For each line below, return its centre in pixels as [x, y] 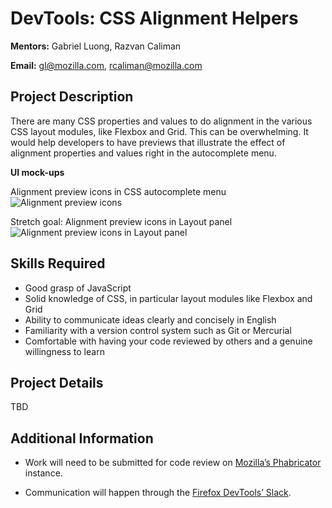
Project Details [57, 382]
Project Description [72, 97]
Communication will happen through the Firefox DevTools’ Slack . [158, 493]
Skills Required [58, 263]
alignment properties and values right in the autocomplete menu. [143, 153]
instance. [43, 473]
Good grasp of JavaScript [78, 288]
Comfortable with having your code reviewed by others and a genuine [168, 341]
